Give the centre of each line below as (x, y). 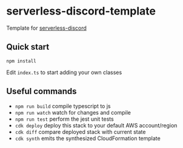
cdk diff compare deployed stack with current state (80, 132)
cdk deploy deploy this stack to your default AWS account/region (96, 125)
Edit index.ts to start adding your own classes (64, 72)
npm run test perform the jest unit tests (64, 119)
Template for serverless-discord (46, 28)
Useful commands (42, 91)
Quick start (28, 47)
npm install (21, 61)
